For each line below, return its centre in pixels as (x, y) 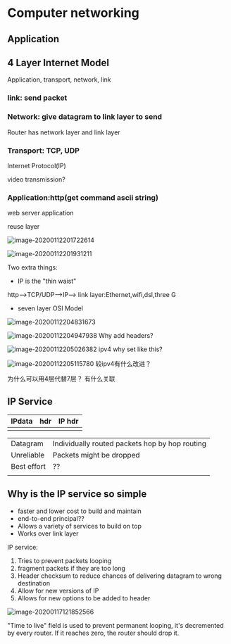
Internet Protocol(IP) (37, 165)
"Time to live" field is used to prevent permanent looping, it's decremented (115, 625)
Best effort (28, 467)
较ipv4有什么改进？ (123, 364)
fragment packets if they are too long (71, 568)
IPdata (22, 422)
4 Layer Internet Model (58, 62)
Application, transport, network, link (59, 80)
